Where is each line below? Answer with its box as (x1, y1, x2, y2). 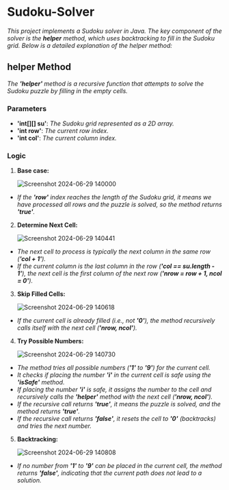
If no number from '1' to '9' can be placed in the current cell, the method (16, 462, 222, 470)
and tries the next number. (16, 422, 92, 430)
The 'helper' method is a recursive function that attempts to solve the (7, 79, 204, 88)
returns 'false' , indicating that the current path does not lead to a (16, 469, 202, 477)
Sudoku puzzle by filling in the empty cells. (7, 86, 128, 95)
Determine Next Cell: (16, 221, 78, 230)
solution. (16, 476, 42, 485)
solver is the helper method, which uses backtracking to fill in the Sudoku (7, 34, 215, 42)
